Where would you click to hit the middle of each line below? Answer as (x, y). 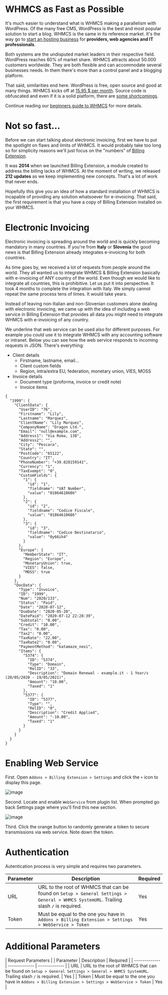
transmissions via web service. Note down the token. (60, 832)
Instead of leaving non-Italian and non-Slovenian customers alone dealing (81, 303)
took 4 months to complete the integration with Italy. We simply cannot (78, 288)
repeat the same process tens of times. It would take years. (66, 294)
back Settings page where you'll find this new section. (61, 807)
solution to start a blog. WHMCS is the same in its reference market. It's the (83, 34)
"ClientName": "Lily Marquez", (51, 423)
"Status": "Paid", (37, 603)
